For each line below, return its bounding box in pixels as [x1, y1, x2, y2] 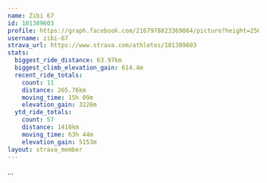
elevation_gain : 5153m [22, 137, 97, 146]
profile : [7, 26, 37, 34]
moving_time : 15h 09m [22, 93, 93, 101]
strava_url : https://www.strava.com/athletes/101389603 [7, 42, 197, 50]
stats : [7, 49, 29, 57]
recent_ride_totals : [14, 71, 83, 79]
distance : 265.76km [22, 86, 87, 94]
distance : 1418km [22, 123, 80, 131]
